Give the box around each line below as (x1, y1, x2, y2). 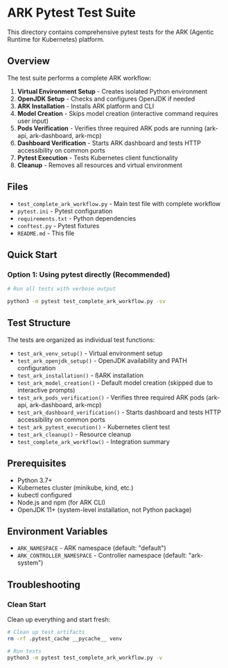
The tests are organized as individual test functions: (7, 335, 155, 344)
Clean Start (7, 599, 46, 609)
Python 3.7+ (17, 476, 53, 484)
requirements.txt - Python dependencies (17, 214, 137, 223)
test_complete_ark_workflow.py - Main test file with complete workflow (17, 199, 221, 207)
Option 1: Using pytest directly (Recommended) (7, 269, 171, 279)
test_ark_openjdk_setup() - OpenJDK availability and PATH (17, 356, 187, 365)
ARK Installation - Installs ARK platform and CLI (17, 102, 155, 110)
